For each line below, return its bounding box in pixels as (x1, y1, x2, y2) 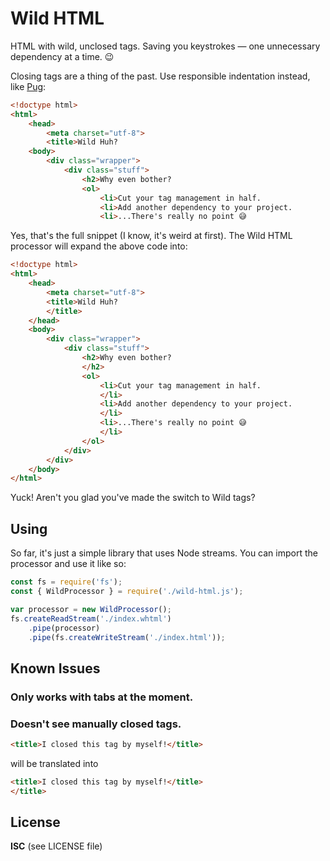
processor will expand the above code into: (10, 240, 188, 252)
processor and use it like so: (10, 558, 127, 570)
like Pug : (10, 80, 47, 92)
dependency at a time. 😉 (10, 50, 115, 62)
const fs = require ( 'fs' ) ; (10, 577, 123, 587)
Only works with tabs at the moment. (10, 690, 194, 704)
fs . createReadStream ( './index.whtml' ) (10, 613, 172, 624)
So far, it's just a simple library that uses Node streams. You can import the (10, 547, 318, 559)
